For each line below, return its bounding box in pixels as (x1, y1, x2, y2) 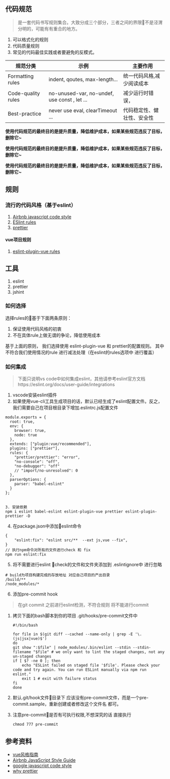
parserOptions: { (10, 477, 47, 482)
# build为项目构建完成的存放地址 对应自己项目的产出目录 (5, 573, 110, 578)
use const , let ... (49, 96, 88, 103)
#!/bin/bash (12, 623, 38, 628)
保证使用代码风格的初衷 (12, 326, 62, 332)
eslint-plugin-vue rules (12, 248, 60, 254)
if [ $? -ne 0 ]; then (12, 659, 61, 664)
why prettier (12, 768, 38, 774)
